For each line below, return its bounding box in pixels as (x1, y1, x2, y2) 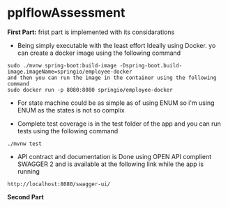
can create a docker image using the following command (17, 49, 181, 57)
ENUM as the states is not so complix (17, 106, 126, 114)
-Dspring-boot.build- (119, 62, 183, 69)
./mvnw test (7, 140, 42, 147)
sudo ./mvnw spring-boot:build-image (7, 62, 117, 69)
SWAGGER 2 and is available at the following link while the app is (17, 160, 204, 168)
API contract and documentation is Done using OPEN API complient (17, 152, 211, 160)
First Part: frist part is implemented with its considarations (7, 28, 175, 36)
